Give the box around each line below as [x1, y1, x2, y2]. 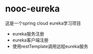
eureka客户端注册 [12, 37, 49, 43]
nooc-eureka [5, 3, 60, 14]
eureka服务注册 [12, 30, 44, 36]
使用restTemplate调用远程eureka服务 [12, 43, 89, 49]
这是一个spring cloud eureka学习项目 [5, 20, 81, 26]
